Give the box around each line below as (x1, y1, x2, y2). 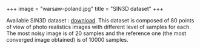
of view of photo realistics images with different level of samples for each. (6, 24, 191, 30)
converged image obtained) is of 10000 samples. (6, 36, 128, 43)
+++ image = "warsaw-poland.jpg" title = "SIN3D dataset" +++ (6, 5, 164, 12)
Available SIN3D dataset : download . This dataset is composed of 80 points (6, 17, 195, 24)
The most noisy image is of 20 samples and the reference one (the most (6, 30, 187, 37)
